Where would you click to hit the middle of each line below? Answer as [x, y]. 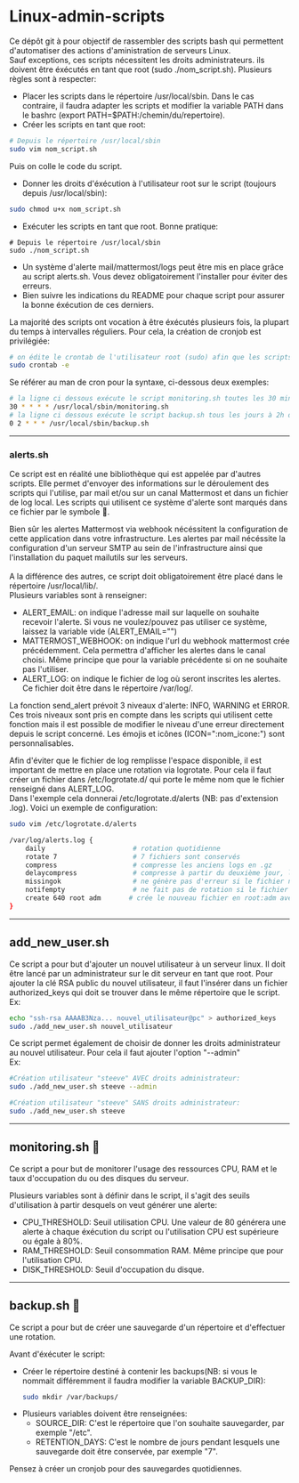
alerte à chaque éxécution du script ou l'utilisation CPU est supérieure [150, 1231]
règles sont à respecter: [53, 78]
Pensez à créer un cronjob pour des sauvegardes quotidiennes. [125, 1469]
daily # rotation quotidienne [123, 848]
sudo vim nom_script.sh [53, 149]
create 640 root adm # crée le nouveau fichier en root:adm [151, 898]
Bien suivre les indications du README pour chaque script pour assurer [153, 295]
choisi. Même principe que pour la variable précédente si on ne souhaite [154, 660]
